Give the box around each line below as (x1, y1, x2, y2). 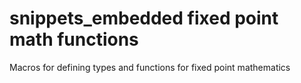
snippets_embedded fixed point (9, 7, 279, 30)
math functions (9, 28, 139, 51)
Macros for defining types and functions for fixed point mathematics (9, 61, 291, 73)
